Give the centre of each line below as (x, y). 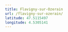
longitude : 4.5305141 (27, 22)
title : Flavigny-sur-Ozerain (34, 9)
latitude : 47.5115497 (27, 18)
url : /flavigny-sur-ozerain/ (34, 14)
